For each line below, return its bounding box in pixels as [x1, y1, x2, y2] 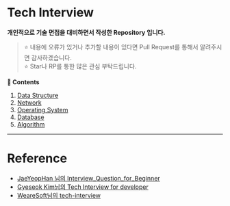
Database [16, 113, 44, 121]
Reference [7, 151, 67, 166]
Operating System [16, 105, 68, 114]
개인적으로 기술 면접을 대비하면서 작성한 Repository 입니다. [7, 28, 166, 36]
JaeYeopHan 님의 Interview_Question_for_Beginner [16, 174, 161, 182]
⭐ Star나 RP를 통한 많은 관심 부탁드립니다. [23, 62, 137, 70]
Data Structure [16, 91, 59, 99]
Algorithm [16, 120, 45, 128]
